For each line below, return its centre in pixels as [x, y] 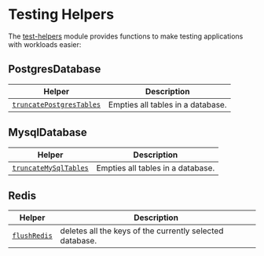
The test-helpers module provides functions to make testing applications [126, 36]
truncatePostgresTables [57, 104]
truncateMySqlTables [50, 168]
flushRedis [32, 236]
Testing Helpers [61, 15]
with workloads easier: [45, 44]
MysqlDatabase [48, 132]
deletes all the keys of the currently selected [142, 231]
